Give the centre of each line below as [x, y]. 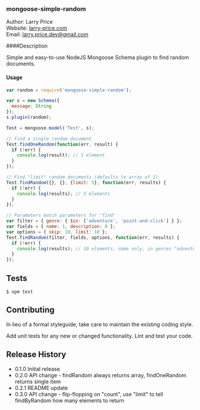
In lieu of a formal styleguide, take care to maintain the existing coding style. [100, 324]
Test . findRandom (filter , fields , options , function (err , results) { [93, 237]
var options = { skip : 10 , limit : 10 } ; [57, 232]
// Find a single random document [49, 138]
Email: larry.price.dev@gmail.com [47, 34]
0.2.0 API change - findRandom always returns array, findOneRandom [100, 375]
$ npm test [20, 292]
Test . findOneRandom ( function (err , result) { [62, 144]
